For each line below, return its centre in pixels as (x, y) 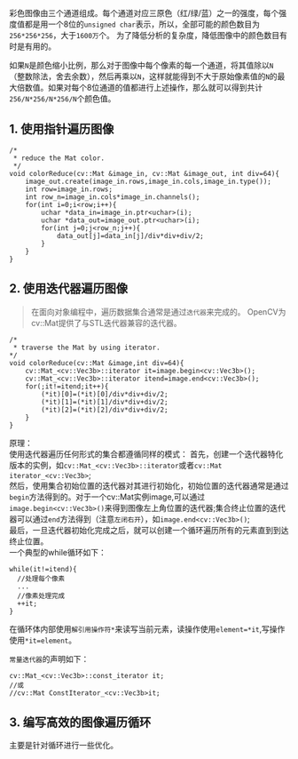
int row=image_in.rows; (69, 189)
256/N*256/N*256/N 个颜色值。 (63, 99)
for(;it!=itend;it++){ (67, 386)
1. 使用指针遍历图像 (62, 129)
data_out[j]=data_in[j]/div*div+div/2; (130, 236)
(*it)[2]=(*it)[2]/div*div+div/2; (105, 410)
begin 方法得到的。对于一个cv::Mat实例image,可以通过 (107, 497)
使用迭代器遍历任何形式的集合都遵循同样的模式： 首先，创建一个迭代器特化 (146, 454)
